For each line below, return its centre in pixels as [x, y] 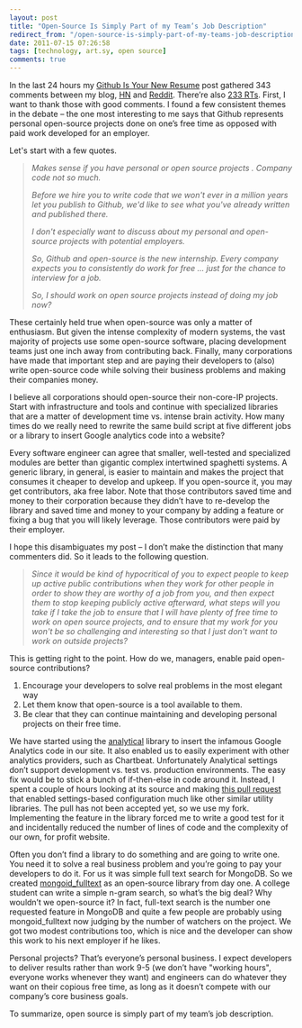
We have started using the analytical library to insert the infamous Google [145, 741]
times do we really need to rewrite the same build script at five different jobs [151, 426]
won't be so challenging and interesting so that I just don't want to [154, 631]
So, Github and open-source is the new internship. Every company [155, 259]
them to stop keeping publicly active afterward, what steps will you [155, 603]
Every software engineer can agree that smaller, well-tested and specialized [150, 453]
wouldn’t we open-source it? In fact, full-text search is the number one [140, 902]
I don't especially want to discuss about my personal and [138, 232]
